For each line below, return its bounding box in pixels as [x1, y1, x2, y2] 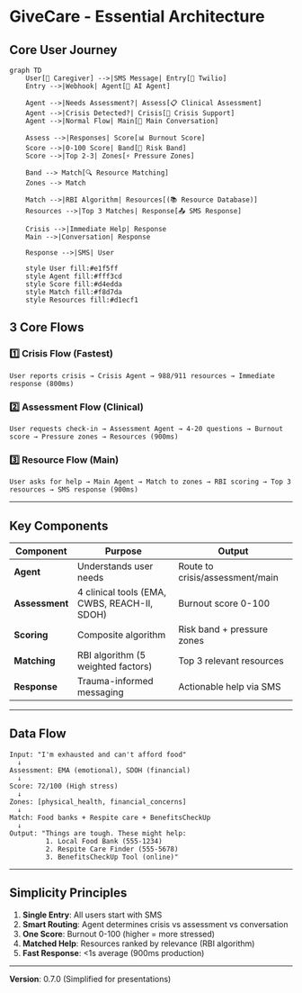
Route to [178, 560, 214, 573]
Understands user [77, 560, 154, 573]
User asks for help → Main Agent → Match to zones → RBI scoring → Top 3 [9, 477, 292, 487]
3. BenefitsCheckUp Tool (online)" [45, 853, 179, 862]
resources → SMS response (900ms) [9, 485, 139, 494]
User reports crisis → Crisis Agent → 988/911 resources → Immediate [9, 371, 276, 380]
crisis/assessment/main [178, 572, 279, 584]
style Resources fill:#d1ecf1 [25, 295, 139, 304]
